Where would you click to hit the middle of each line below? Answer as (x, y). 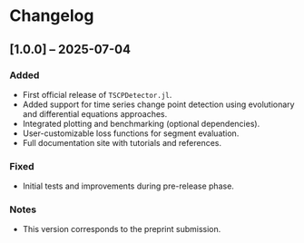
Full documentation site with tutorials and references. (122, 142)
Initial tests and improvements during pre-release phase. (128, 186)
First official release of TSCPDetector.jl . (97, 94)
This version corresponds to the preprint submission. (122, 229)
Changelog (52, 16)
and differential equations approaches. (95, 113)
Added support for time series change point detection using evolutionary (158, 104)
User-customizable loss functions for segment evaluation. (131, 133)
